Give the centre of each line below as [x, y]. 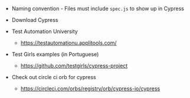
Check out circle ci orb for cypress [54, 77]
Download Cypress [35, 20]
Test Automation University [45, 31]
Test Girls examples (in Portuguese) [55, 54]
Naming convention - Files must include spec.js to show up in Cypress [98, 9]
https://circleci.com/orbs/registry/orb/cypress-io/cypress [90, 89]
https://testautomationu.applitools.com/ [68, 43]
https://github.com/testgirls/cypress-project [74, 66]
